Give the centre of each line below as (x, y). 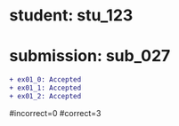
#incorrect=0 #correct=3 (55, 113)
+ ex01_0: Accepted (45, 80)
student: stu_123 (71, 16)
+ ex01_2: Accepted (45, 96)
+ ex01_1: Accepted (45, 88)
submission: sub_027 (90, 56)
